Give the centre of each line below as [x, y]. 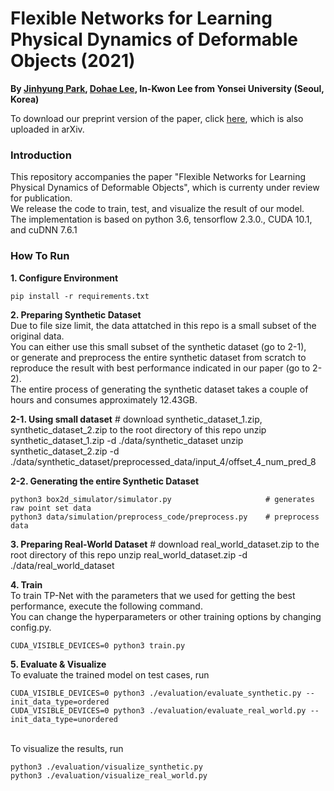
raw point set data [51, 508]
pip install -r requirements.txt [80, 296]
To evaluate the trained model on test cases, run [110, 674]
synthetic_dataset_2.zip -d [65, 451]
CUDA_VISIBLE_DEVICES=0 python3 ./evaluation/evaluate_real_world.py [158, 710]
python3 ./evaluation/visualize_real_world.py [109, 775]
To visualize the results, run [67, 748]
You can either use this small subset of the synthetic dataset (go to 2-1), [158, 346]
